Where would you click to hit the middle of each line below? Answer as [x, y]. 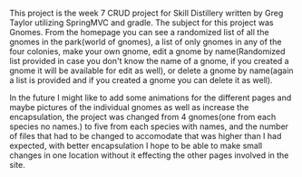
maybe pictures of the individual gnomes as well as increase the [129, 107]
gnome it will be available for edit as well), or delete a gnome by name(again [151, 70]
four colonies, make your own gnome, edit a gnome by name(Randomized [147, 51]
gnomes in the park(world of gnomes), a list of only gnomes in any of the [146, 42]
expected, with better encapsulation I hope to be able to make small [136, 145]
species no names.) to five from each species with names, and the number [149, 126]
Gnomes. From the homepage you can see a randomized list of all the [139, 32]
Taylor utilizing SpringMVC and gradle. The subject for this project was [141, 23]
